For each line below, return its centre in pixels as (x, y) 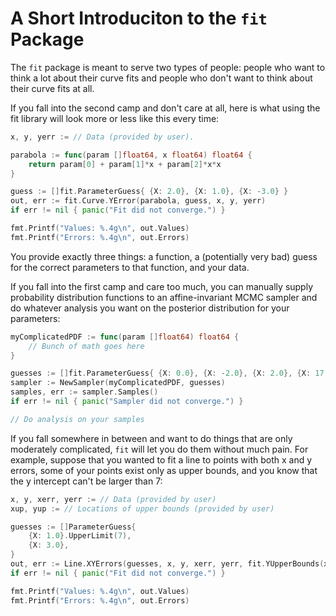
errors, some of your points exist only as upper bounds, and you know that (164, 470)
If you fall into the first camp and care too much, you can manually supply (162, 286)
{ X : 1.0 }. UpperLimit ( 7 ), (80, 536)
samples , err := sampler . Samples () (84, 392)
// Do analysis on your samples (77, 419)
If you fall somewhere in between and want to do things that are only (151, 438)
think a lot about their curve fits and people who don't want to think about (161, 78)
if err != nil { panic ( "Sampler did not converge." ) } (127, 402)
